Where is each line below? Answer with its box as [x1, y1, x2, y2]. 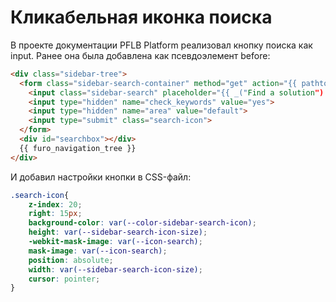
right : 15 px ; [28, 209, 83, 219]
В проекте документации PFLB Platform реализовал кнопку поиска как [10, 39, 313, 51]
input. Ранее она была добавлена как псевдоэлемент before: [10, 49, 271, 61]
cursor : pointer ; [28, 274, 101, 284]
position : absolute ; [28, 255, 114, 265]
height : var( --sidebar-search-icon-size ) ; [28, 227, 208, 238]
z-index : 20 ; [28, 199, 83, 210]
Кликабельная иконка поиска [10, 6, 273, 29]
